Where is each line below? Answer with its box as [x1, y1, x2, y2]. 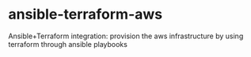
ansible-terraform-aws [8, 5, 163, 23]
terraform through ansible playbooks [8, 39, 128, 48]
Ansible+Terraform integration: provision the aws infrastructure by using [8, 31, 244, 41]
